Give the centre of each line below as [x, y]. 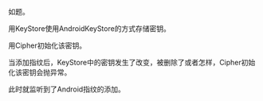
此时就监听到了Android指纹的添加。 [67, 89]
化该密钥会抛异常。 [40, 72]
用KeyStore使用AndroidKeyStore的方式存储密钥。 [90, 29]
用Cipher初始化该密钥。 [47, 45]
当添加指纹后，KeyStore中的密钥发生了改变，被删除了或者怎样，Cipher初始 [132, 62]
